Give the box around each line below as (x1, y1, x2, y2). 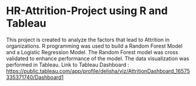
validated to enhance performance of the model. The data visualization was (6, 55, 190, 62)
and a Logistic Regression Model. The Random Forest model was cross (6, 48, 178, 55)
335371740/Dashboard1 (6, 74, 64, 81)
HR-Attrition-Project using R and (6, 4, 168, 18)
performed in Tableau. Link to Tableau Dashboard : (6, 61, 129, 68)
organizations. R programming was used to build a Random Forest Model (6, 42, 182, 49)
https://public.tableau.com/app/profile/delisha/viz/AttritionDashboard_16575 (6, 67, 190, 74)
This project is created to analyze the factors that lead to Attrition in (6, 36, 170, 43)
